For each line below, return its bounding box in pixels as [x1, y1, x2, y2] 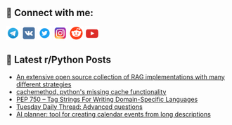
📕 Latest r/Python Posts [6, 54, 112, 66]
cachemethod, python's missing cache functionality [15, 87, 167, 96]
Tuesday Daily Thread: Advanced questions [15, 103, 143, 111]
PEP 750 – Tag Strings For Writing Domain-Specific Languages [15, 95, 198, 103]
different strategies [15, 80, 72, 88]
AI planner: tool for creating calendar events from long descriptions [15, 110, 211, 118]
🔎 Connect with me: [6, 7, 94, 19]
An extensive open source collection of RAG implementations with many [15, 72, 225, 81]
